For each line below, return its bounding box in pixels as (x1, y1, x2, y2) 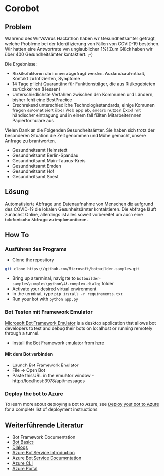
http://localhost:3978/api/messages (12, 378, 85, 384)
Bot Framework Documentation (12, 434, 76, 439)
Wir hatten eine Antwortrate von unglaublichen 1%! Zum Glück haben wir (5, 46, 153, 52)
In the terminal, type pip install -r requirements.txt (12, 291, 123, 297)
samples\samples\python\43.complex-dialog (12, 282, 101, 287)
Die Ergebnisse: (5, 61, 37, 67)
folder (101, 281, 114, 287)
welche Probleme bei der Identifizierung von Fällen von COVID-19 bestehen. (5, 41, 160, 47)
